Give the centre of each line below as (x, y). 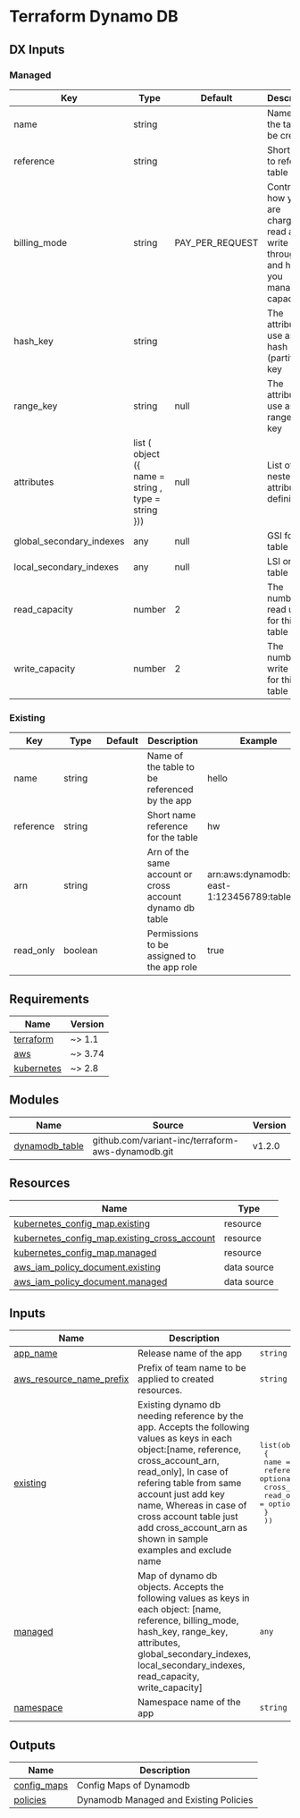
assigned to (171, 956)
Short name (171, 816)
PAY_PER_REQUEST (217, 242)
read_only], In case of (183, 1472)
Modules (34, 1100)
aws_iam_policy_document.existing (87, 1267)
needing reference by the (191, 1416)
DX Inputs (37, 50)
